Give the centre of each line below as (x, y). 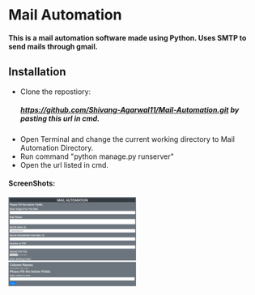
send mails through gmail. (53, 46)
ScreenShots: (32, 183)
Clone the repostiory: (55, 92)
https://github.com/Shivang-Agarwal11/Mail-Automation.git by (130, 110)
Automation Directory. (57, 147)
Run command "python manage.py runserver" (97, 156)
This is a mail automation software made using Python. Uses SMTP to (127, 37)
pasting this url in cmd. (60, 118)
